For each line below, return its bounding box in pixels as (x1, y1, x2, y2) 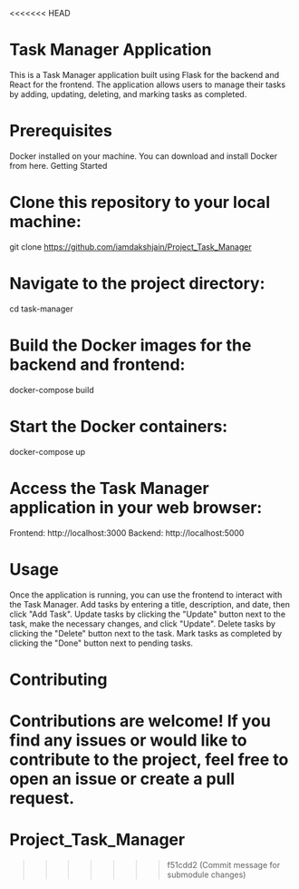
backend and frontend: (9, 354, 186, 375)
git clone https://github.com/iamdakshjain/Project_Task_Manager (9, 241, 252, 252)
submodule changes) (167, 869, 246, 880)
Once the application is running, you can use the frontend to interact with (9, 589, 283, 600)
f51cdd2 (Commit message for (167, 859, 281, 870)
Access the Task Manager (9, 478, 210, 499)
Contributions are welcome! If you (9, 710, 272, 731)
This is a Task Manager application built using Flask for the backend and (9, 69, 280, 80)
